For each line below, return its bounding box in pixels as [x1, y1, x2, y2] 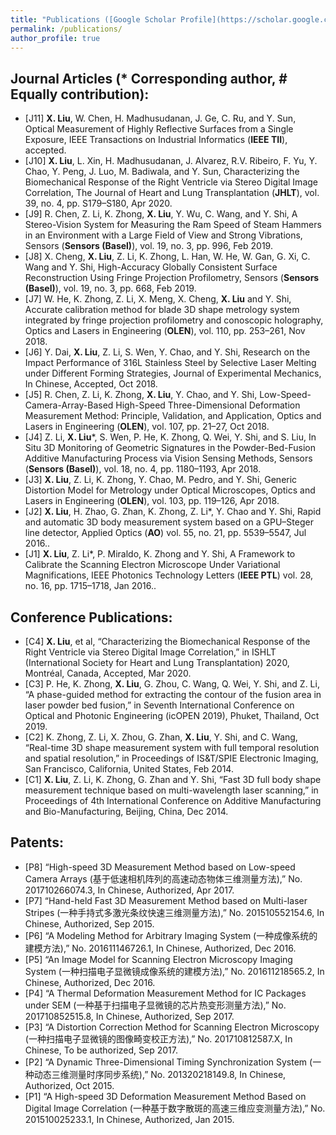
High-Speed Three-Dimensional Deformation [115, 399, 301, 411]
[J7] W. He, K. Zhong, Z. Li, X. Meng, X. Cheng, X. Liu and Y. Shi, [24, 293, 292, 305]
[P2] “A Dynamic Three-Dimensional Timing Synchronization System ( [24, 1056, 313, 1068]
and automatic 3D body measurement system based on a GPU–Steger [24, 516, 314, 528]
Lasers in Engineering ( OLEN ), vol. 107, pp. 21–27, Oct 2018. [24, 421, 270, 433]
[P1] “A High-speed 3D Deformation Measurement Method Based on [24, 1090, 307, 1102]
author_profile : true [10, 33, 101, 43]
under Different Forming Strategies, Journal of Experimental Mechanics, [24, 367, 322, 380]
